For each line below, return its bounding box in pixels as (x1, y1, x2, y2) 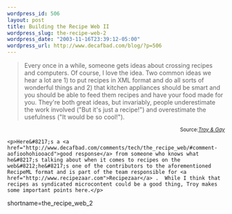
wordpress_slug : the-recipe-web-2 (7, 29, 107, 37)
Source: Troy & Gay (180, 126, 225, 133)
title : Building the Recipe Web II (7, 23, 110, 30)
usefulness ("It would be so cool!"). (23, 113, 125, 121)
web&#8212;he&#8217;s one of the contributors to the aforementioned (7, 163, 212, 170)
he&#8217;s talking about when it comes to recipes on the (7, 157, 181, 163)
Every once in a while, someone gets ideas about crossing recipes (23, 62, 213, 69)
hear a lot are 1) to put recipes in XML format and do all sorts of (23, 76, 204, 84)
